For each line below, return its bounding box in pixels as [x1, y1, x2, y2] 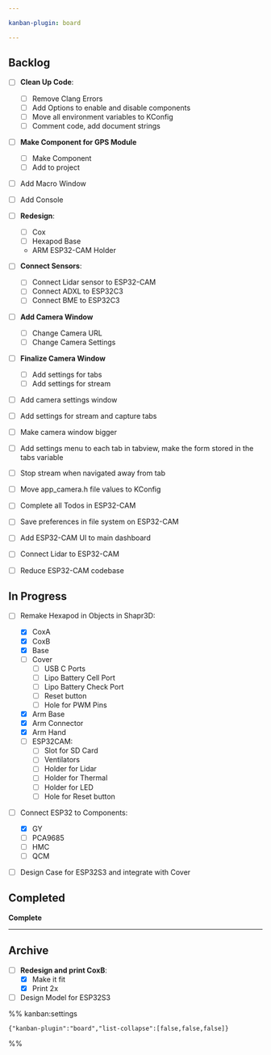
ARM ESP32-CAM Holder [31, 246, 117, 255]
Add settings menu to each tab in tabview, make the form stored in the [19, 444, 254, 454]
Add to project [31, 162, 81, 172]
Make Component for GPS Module [19, 137, 137, 146]
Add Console [19, 195, 64, 205]
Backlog [8, 56, 51, 70]
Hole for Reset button [44, 791, 115, 801]
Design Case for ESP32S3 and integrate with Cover [19, 867, 191, 877]
